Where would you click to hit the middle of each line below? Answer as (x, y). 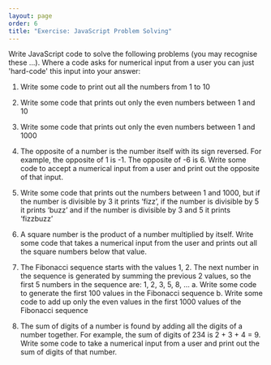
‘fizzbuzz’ (37, 219)
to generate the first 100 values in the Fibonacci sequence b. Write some (142, 294)
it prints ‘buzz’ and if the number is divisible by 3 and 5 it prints (125, 210)
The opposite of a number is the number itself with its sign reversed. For (141, 152)
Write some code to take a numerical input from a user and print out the (140, 344)
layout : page (30, 16)
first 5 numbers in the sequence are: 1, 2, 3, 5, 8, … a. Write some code (138, 285)
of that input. (41, 177)
